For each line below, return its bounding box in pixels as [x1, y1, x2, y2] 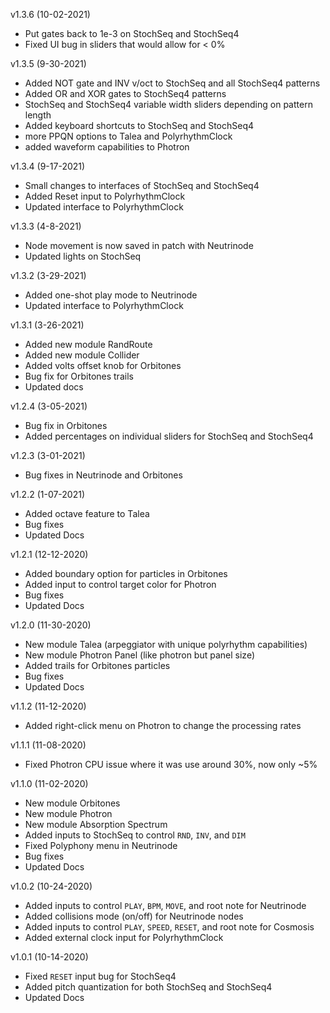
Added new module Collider [24, 349, 140, 361]
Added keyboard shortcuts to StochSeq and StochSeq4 [24, 120, 255, 131]
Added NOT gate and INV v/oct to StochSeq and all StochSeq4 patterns [24, 77, 321, 89]
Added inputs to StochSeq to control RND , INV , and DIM [24, 829, 246, 841]
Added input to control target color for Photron [24, 579, 217, 590]
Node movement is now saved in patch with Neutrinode [24, 240, 254, 251]
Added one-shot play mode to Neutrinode [24, 289, 198, 301]
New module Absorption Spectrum [24, 819, 168, 830]
